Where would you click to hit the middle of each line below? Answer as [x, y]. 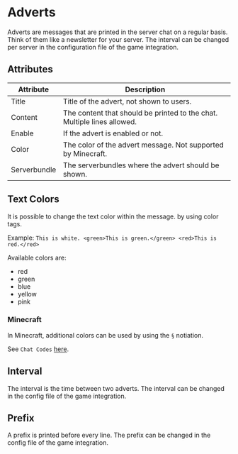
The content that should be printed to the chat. [140, 113]
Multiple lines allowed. [100, 121]
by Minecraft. [85, 153]
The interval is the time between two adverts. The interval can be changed [116, 388]
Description [145, 89]
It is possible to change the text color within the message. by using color [113, 216]
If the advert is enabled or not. [113, 133]
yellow [27, 294]
